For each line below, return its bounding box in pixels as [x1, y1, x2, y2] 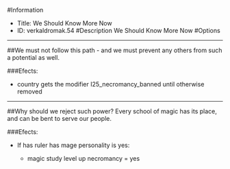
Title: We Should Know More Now [16, 19, 112, 27]
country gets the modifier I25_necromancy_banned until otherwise [16, 80, 205, 88]
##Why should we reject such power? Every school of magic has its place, [7, 107, 217, 115]
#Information [7, 6, 44, 14]
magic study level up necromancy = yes [27, 155, 140, 162]
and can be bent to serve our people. [7, 115, 112, 122]
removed [16, 87, 42, 95]
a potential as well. [7, 54, 60, 61]
